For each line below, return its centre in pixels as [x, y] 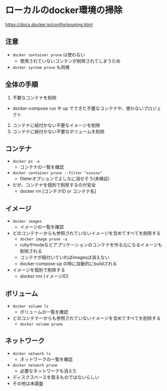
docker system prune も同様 [41, 67]
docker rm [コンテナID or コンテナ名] [58, 191]
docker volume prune [41, 324]
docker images [27, 221]
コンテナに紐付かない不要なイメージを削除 [56, 125]
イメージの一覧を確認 [42, 227]
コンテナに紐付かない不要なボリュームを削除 [58, 132]
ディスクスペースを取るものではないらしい [56, 377]
